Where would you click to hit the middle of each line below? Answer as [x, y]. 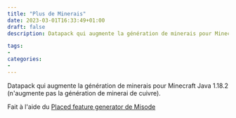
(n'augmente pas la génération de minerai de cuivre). [84, 93]
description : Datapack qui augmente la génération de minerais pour [110, 33]
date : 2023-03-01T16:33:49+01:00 [56, 20]
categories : [25, 59]
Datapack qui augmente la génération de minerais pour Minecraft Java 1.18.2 [118, 86]
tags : [15, 46]
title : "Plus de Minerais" [47, 14]
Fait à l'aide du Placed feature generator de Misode [81, 107]
